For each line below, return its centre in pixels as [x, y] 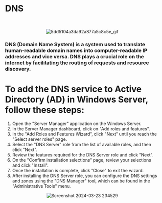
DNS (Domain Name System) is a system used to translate [75, 44]
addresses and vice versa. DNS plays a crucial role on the [75, 56]
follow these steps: [45, 110]
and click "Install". [30, 165]
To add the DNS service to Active [73, 89]
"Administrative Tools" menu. [41, 186]
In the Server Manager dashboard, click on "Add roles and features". [81, 128]
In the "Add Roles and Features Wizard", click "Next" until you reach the [84, 134]
